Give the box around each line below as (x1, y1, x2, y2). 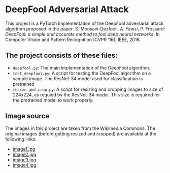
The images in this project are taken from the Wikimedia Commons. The (5, 125, 156, 131)
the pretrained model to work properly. (12, 97, 94, 103)
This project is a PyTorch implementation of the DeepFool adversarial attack (5, 20, 164, 26)
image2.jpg (12, 151, 37, 157)
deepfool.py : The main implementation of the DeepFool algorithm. (12, 64, 151, 71)
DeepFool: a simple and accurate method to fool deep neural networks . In (5, 31, 160, 37)
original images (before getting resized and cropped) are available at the (5, 130, 157, 136)
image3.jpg (12, 156, 37, 163)
